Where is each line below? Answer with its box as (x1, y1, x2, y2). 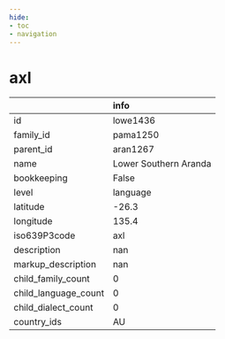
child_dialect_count (13, 302, 94, 314)
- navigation (9, 29, 57, 38)
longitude (13, 215, 53, 227)
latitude (13, 201, 45, 213)
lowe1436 (112, 114, 156, 127)
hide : (9, 12, 29, 22)
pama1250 (112, 129, 160, 142)
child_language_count (13, 287, 104, 299)
